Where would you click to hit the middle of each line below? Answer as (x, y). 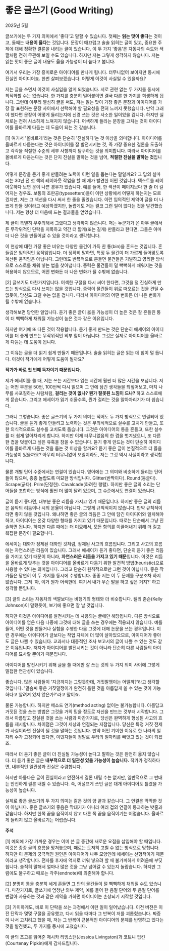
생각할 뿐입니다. (21, 588)
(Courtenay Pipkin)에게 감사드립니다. (42, 943)
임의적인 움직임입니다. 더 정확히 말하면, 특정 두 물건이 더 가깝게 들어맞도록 (91, 252)
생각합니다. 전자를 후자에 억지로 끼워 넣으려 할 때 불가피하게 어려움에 (86, 860)
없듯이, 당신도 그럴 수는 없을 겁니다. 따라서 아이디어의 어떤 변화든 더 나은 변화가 (83, 295)
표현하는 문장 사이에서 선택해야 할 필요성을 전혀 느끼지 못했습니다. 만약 (85, 108)
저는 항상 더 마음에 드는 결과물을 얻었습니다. (59, 212)
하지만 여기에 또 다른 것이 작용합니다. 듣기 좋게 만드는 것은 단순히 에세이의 (78, 329)
